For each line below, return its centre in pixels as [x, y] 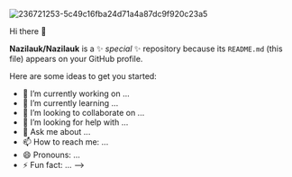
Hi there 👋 [28, 31]
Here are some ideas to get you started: [83, 76]
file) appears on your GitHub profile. [76, 59]
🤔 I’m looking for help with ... [75, 122]
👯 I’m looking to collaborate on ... [83, 113]
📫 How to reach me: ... [65, 142]
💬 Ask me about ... [56, 132]
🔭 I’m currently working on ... [76, 93]
